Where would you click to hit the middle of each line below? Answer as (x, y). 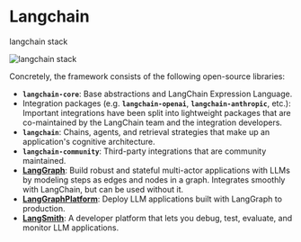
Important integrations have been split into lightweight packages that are (157, 112)
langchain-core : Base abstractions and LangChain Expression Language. (157, 94)
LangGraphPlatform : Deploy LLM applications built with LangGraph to (152, 199)
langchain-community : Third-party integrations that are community (144, 151)
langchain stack (39, 41)
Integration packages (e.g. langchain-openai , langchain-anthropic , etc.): (156, 103)
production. (44, 208)
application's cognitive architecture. (89, 141)
